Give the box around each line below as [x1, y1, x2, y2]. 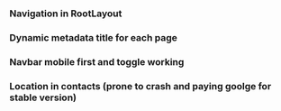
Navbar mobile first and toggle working [9, 55, 185, 68]
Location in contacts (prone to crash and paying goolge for [9, 79, 272, 92]
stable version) [9, 91, 77, 104]
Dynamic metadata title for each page [9, 31, 178, 43]
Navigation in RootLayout [9, 7, 122, 20]
